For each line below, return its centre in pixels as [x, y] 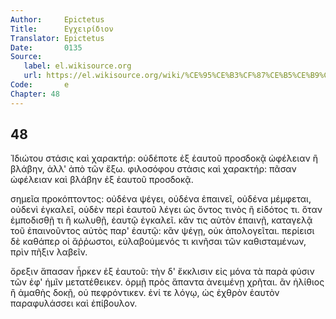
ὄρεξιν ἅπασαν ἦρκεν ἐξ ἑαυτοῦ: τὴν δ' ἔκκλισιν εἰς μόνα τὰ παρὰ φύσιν [162, 272]
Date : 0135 [46, 47]
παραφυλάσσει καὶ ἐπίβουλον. [74, 303]
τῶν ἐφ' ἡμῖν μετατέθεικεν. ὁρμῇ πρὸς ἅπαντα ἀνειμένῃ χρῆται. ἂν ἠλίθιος [167, 282]
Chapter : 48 [35, 94]
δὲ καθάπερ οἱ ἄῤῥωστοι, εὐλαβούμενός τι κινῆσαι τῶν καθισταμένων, [158, 242]
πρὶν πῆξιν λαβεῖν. [49, 252]
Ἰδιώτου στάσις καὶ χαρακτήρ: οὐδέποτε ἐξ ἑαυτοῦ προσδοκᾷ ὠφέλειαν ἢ [164, 158]
